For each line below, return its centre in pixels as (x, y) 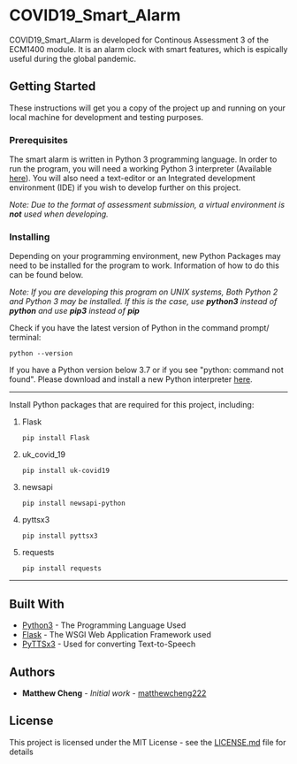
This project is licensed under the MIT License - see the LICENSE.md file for (148, 742)
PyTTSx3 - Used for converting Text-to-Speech (109, 644)
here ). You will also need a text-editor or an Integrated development (133, 179)
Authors (32, 672)
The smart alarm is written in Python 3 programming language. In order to (143, 159)
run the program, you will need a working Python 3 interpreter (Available (141, 169)
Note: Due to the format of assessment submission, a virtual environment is (147, 205)
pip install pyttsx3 (60, 536)
